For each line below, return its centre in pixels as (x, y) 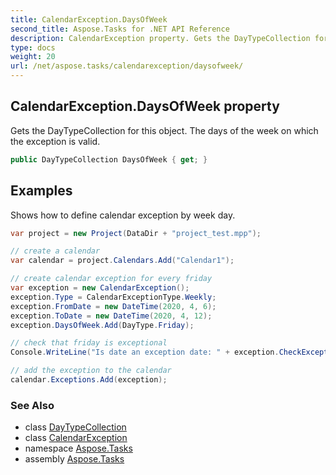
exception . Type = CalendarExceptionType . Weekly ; (113, 297)
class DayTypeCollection (75, 427)
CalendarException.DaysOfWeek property (145, 106)
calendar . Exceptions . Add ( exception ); (89, 380)
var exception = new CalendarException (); (100, 288)
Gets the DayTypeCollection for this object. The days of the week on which (164, 130)
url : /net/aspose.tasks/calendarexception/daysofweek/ (127, 66)
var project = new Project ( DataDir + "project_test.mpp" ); (136, 233)
